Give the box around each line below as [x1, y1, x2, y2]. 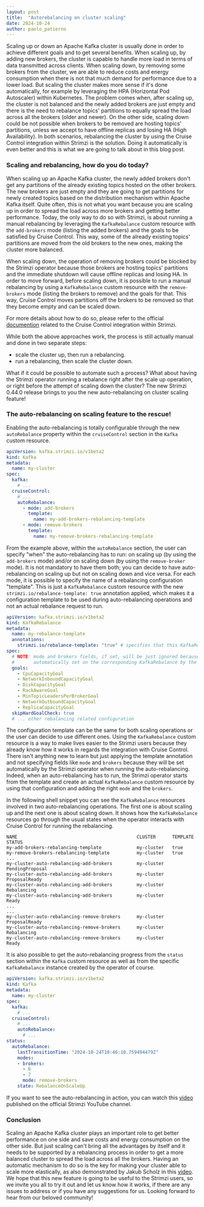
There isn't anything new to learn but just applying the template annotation [6, 753, 193, 760]
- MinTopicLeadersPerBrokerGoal [17, 693, 99, 699]
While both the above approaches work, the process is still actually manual [6, 332, 194, 340]
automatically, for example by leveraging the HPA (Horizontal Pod [6, 87, 170, 95]
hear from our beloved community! [6, 1194, 93, 1202]
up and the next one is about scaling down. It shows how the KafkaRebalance [6, 809, 198, 817]
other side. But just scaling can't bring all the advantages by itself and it [6, 1143, 185, 1150]
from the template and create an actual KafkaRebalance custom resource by [6, 778, 194, 785]
